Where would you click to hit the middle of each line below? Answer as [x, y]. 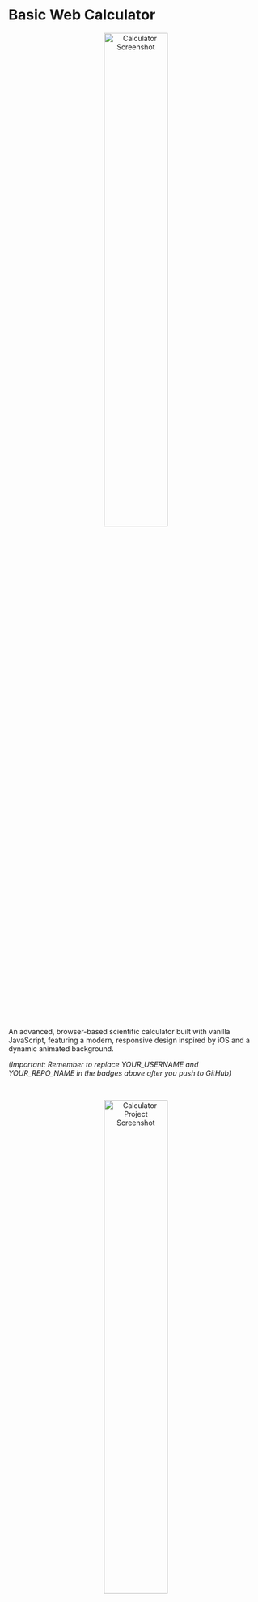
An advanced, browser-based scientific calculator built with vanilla [119, 1031]
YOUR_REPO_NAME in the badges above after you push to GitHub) [120, 1073]
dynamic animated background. [61, 1048]
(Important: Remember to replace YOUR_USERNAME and [104, 1064]
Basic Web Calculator [82, 15]
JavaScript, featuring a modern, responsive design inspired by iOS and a [129, 1040]
